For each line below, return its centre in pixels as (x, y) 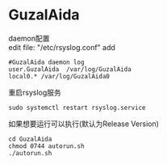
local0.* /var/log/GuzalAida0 (59, 76)
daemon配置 (29, 38)
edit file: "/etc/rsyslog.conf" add (62, 47)
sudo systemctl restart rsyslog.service (77, 108)
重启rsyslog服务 (35, 92)
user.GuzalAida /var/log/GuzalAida (70, 69)
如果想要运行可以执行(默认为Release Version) (84, 124)
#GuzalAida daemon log (46, 62)
